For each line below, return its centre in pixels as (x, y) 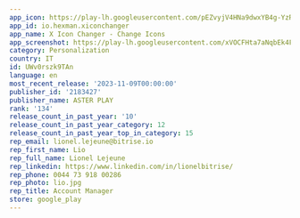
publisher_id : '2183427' (55, 92)
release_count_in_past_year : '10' (74, 117)
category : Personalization (59, 51)
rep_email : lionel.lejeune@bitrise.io (81, 141)
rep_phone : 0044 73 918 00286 (66, 174)
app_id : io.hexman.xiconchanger (69, 26)
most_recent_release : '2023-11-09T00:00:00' (93, 84)
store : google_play (46, 200)
